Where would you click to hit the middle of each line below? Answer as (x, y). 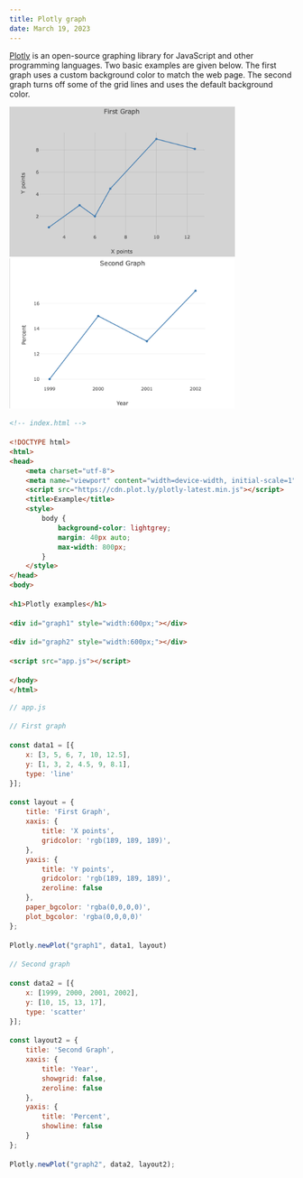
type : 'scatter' (56, 1012)
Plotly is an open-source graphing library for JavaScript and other (132, 55)
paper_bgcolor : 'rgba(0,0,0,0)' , (88, 907)
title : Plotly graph (48, 19)
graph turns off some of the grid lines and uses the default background (141, 84)
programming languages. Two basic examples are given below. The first (143, 65)
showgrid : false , (74, 1079)
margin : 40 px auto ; (94, 537)
